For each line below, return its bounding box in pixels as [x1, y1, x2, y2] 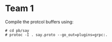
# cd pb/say [5, 28, 29, 33]
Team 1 [5, 3, 34, 14]
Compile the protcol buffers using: [5, 19, 74, 25]
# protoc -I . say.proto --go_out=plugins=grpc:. [5, 32, 108, 37]
